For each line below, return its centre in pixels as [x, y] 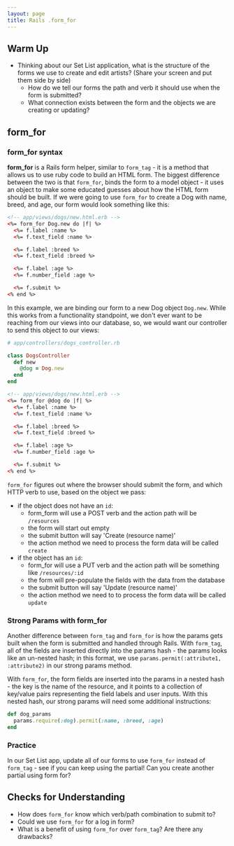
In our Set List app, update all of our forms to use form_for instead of [107, 760]
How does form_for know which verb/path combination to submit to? [116, 814]
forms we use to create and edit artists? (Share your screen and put [115, 73]
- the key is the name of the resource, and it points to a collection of [105, 686]
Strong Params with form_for [57, 620]
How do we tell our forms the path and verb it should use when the [124, 88]
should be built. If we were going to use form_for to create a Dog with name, [117, 197]
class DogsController [39, 355]
